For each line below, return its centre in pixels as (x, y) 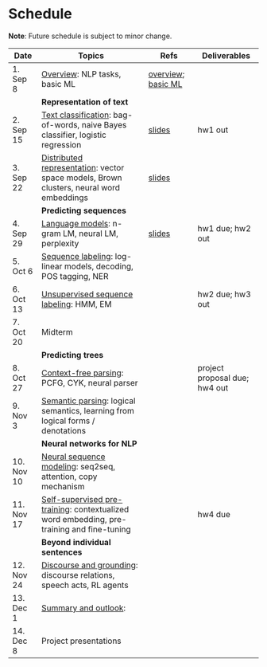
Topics (91, 55)
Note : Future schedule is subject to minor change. (90, 36)
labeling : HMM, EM (76, 304)
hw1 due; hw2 (224, 228)
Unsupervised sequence (87, 294)
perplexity (60, 243)
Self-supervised (72, 499)
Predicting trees (72, 355)
